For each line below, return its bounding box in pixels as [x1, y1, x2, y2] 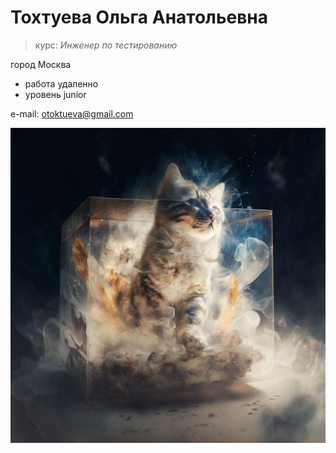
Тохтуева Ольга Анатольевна [10, 6, 268, 29]
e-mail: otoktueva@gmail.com [10, 107, 134, 120]
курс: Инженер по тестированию [34, 39, 178, 51]
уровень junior [24, 88, 87, 100]
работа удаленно [24, 77, 99, 90]
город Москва [10, 58, 72, 70]
